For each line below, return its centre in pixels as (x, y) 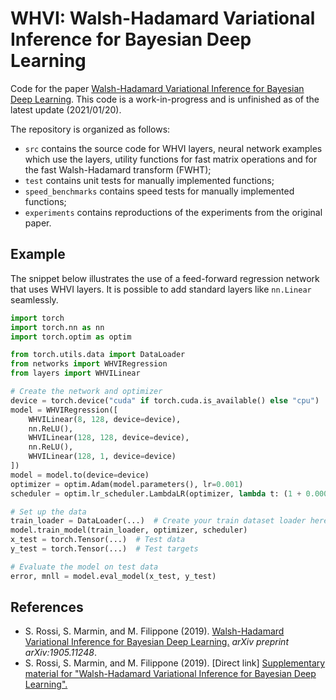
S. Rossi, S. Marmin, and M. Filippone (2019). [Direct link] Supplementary (175, 663)
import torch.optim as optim (71, 337)
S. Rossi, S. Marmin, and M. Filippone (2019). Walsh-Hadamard (154, 631)
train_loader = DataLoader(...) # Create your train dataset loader (158, 521)
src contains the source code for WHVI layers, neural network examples (173, 148)
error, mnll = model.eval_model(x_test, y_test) (113, 576)
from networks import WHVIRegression (89, 364)
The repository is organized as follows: (90, 129)
